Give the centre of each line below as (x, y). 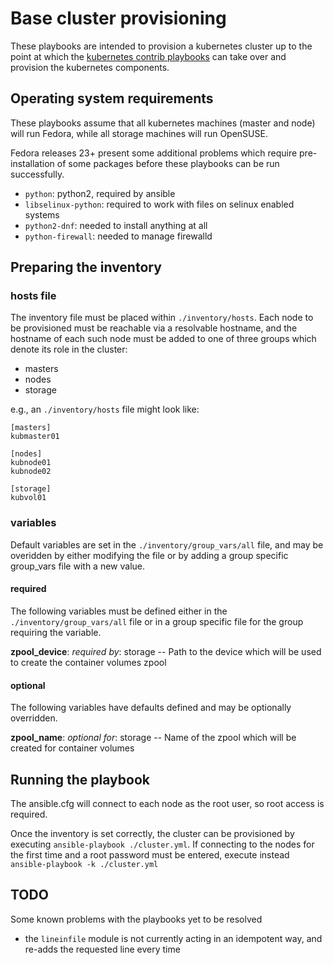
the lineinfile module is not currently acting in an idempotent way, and (173, 938)
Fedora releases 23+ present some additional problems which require (154, 153)
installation (32, 163)
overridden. (34, 718)
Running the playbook (80, 779)
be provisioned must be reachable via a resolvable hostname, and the (154, 328)
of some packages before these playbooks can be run (168, 163)
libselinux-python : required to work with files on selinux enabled (159, 204)
